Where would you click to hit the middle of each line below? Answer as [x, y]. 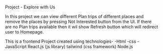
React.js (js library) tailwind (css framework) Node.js [80, 46]
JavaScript [16, 46]
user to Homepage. [24, 32]
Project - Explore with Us [30, 7]
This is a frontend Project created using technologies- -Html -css [71, 41]
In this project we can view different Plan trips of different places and [74, 16]
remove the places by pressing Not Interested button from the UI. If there [78, 22]
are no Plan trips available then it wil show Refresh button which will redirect [82, 27]
